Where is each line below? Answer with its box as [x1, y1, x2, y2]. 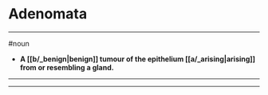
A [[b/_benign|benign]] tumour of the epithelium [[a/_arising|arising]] [19, 53, 256, 64]
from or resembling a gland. [19, 62, 114, 72]
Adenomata [8, 5, 88, 23]
